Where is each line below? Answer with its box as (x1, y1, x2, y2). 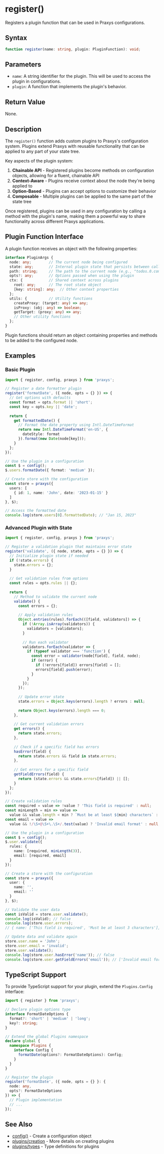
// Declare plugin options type (5, 1007, 71, 1012)
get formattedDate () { (14, 418, 60, 423)
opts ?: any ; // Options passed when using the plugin (9, 273, 134, 278)
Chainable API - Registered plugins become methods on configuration (12, 167, 154, 173)
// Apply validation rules (18, 613, 73, 618)
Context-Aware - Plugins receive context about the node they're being (12, 178, 155, 184)
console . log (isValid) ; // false (5, 916, 71, 921)
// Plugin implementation (9, 1097, 62, 1102)
